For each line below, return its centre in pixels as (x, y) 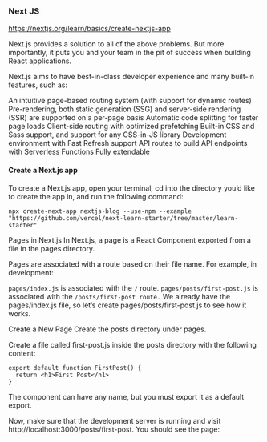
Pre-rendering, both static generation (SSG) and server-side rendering (125, 109)
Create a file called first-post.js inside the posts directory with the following (132, 344)
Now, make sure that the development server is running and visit (115, 420)
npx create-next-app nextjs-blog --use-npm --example (100, 211)
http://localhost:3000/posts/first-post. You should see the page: (114, 429)
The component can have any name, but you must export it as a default (126, 396)
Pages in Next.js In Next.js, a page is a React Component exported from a (129, 240)
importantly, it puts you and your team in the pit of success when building (129, 53)
